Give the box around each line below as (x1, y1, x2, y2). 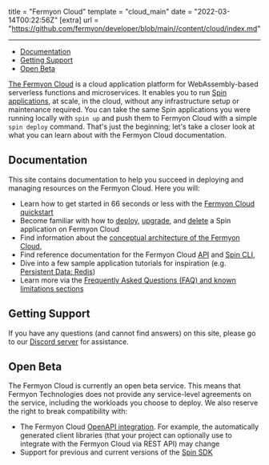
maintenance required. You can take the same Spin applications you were (8, 105, 251, 114)
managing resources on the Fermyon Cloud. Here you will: (8, 183, 200, 193)
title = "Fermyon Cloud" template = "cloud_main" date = (8, 7, 193, 16)
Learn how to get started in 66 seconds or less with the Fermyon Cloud (19, 198, 255, 208)
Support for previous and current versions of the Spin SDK (19, 447, 214, 457)
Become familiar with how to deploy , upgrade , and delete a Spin (19, 215, 231, 225)
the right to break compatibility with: (8, 407, 128, 416)
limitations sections (19, 283, 84, 293)
